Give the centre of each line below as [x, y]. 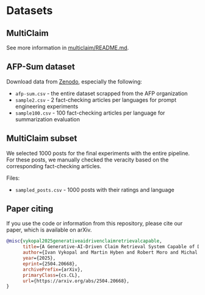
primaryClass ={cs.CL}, [51, 275]
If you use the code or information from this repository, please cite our [95, 224]
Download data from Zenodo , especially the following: [74, 81]
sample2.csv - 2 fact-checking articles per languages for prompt [96, 100]
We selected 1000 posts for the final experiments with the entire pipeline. [98, 153]
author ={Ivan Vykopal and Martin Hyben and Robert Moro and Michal [110, 253]
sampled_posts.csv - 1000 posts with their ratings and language [95, 190]
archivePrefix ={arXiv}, [53, 269]
